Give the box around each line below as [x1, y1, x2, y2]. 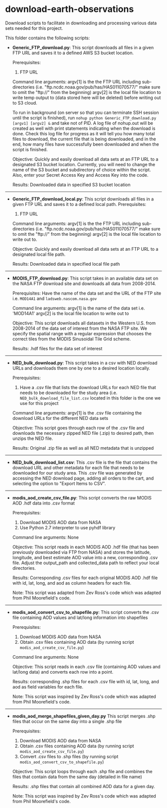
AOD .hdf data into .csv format [12, 500, 75, 506]
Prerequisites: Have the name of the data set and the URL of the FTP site [12, 290, 162, 296]
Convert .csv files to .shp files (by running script [19, 753, 118, 759]
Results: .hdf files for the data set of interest [12, 345, 103, 351]
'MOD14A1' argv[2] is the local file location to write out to [12, 310, 129, 316]
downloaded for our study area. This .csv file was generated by [12, 470, 143, 476]
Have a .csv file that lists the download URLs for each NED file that [19, 384, 157, 390]
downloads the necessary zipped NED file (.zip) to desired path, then [12, 430, 154, 436]
